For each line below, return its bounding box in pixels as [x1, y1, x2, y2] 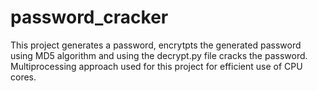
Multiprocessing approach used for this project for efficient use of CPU [10, 60, 303, 72]
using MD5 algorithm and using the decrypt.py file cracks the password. [10, 49, 308, 61]
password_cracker [10, 6, 169, 29]
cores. [10, 71, 37, 83]
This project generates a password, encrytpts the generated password [10, 39, 302, 51]
